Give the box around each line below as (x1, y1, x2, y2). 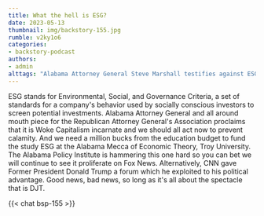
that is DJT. (8, 183, 46, 192)
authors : (8, 56, 37, 64)
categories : (8, 41, 47, 49)
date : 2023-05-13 (8, 19, 65, 27)
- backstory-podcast (8, 48, 76, 56)
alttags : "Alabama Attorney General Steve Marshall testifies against (8, 70, 244, 78)
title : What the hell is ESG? (8, 11, 108, 20)
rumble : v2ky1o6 (8, 33, 61, 42)
